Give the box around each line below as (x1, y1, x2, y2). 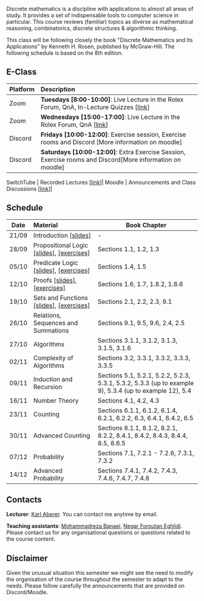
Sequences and (33, 318, 78, 327)
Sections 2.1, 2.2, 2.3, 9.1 (97, 297, 172, 306)
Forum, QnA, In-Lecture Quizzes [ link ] (40, 103, 150, 111)
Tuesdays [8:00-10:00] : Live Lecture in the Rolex (40, 95, 184, 104)
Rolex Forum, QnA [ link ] (40, 120, 108, 128)
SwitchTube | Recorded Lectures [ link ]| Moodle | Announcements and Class (6, 178, 196, 186)
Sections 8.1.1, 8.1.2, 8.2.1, (97, 423, 178, 432)
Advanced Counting (33, 431, 90, 440)
